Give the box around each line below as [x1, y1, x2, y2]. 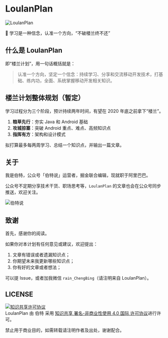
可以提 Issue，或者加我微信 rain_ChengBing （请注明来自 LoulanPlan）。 [5, 275, 152, 281]
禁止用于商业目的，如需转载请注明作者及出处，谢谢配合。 [5, 327, 124, 333]
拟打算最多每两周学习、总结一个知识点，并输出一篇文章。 [5, 142, 124, 148]
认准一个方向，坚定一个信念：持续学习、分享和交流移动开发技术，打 [17, 71, 159, 77]
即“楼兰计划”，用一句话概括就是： [5, 60, 75, 66]
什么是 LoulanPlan [5, 46, 63, 55]
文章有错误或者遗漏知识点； [12, 252, 70, 258]
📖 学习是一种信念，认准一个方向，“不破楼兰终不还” [5, 30, 111, 36]
